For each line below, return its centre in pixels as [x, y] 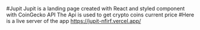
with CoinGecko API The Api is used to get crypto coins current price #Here [100, 15]
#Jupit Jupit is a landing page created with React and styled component [95, 9]
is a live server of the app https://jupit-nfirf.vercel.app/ [74, 21]
